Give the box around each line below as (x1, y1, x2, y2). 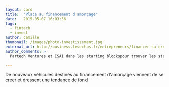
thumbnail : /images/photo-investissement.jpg (5, 40, 102, 45)
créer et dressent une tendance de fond (5, 77, 88, 83)
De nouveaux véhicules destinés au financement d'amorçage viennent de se (5, 72, 164, 78)
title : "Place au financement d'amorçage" (5, 12, 98, 17)
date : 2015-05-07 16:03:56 (5, 16, 66, 21)
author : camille (5, 35, 39, 40)
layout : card (5, 7, 33, 12)
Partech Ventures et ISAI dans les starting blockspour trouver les (10, 53, 156, 59)
